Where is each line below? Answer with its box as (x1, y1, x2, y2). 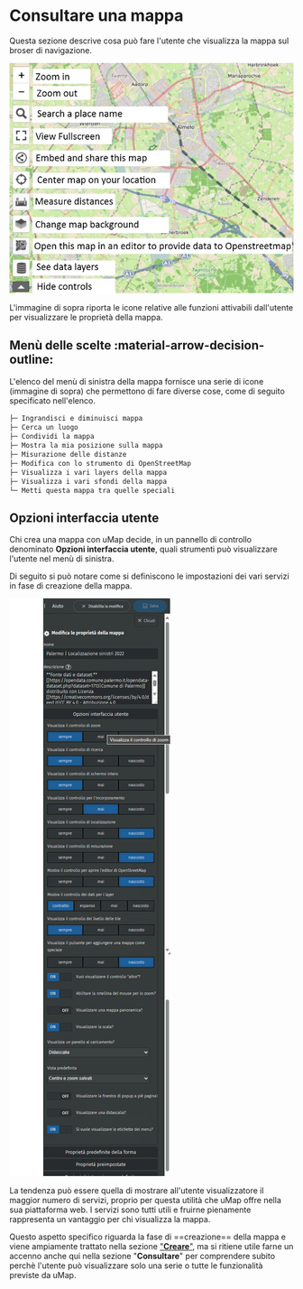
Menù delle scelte (9, 338, 112, 353)
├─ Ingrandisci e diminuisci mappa (9, 413, 143, 422)
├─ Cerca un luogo (9, 422, 78, 431)
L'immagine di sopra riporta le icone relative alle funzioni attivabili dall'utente (9, 301, 294, 312)
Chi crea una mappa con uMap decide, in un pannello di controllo (9, 534, 252, 545)
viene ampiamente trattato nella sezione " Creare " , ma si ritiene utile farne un (9, 1241, 294, 1252)
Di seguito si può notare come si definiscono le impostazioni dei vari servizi (9, 570, 290, 582)
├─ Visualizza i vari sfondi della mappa (9, 477, 168, 486)
